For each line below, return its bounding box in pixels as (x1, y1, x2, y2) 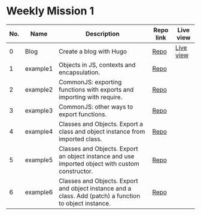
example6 (25, 187, 53, 196)
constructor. (59, 166, 93, 175)
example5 (25, 156, 53, 164)
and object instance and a (59, 184, 132, 192)
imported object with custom (59, 159, 139, 168)
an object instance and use (59, 152, 135, 160)
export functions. (59, 110, 107, 118)
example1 (25, 64, 53, 72)
